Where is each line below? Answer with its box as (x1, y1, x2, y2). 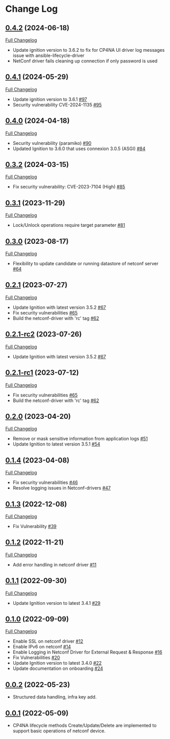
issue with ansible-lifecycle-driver (12, 52, 84, 58)
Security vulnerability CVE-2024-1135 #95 (12, 101, 102, 108)
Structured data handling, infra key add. (12, 694, 97, 700)
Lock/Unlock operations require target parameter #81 (12, 222, 125, 228)
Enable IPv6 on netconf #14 (12, 644, 71, 650)
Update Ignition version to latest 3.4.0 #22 (12, 660, 102, 666)
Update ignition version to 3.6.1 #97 (12, 96, 88, 102)
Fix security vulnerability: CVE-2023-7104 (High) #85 (12, 184, 125, 190)
